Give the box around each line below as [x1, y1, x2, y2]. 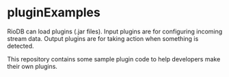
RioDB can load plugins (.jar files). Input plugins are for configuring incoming [7, 27, 223, 35]
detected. [7, 42, 34, 50]
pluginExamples [7, 5, 100, 20]
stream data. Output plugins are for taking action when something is [7, 34, 199, 42]
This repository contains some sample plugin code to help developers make [7, 55, 221, 63]
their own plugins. [7, 62, 58, 70]
